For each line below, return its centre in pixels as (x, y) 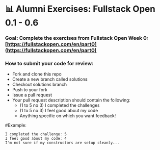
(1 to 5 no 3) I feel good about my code (59, 111)
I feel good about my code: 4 (36, 139)
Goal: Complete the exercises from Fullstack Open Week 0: (77, 38)
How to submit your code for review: (49, 64)
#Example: (16, 125)
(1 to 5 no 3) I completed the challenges (59, 105)
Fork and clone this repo (37, 74)
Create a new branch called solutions (50, 79)
